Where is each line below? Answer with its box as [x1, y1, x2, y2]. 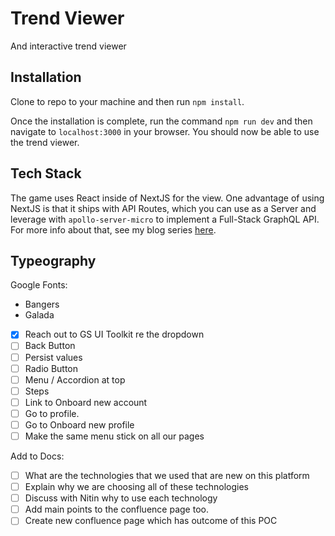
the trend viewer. [10, 136, 80, 148]
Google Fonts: [10, 279, 68, 291]
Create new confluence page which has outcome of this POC [24, 515, 278, 527]
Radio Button [24, 362, 79, 374]
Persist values [24, 351, 83, 363]
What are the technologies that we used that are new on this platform [24, 470, 310, 481]
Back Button [24, 340, 76, 352]
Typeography [10, 252, 97, 269]
